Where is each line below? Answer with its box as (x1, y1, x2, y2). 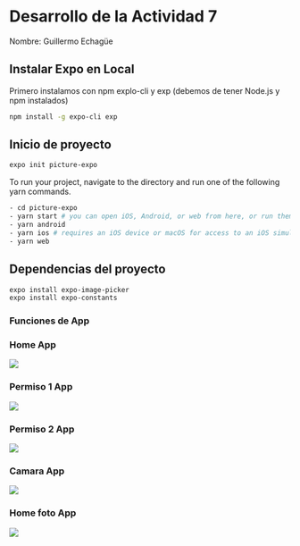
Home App (9, 339, 56, 351)
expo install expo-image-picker (9, 285, 129, 294)
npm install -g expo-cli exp (9, 112, 118, 122)
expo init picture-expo (9, 161, 98, 170)
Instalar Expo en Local (9, 62, 135, 77)
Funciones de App (9, 315, 90, 327)
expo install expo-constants (9, 293, 118, 303)
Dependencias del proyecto (9, 262, 166, 277)
